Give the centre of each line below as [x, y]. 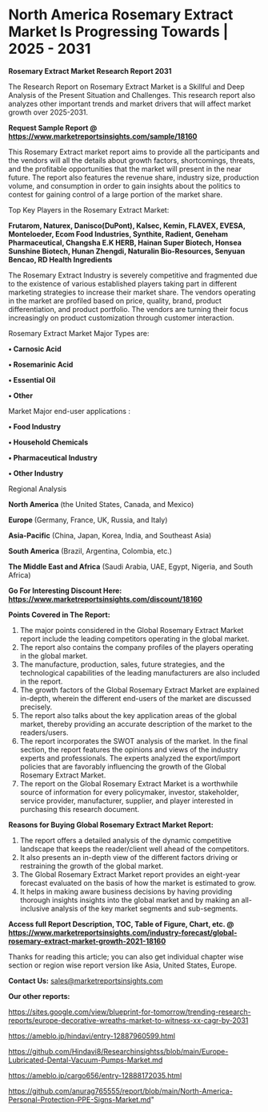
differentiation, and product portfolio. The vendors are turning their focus [128, 309]
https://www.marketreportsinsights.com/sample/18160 [103, 136]
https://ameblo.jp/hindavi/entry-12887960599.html [92, 1036]
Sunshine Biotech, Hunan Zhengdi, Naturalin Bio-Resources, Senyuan [127, 251]
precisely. [36, 707]
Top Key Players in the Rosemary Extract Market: [89, 209]
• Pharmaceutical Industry [53, 457]
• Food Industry [35, 426]
